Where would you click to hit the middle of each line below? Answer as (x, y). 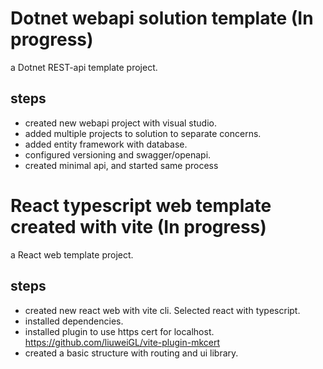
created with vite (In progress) (138, 226)
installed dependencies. (74, 321)
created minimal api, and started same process (121, 165)
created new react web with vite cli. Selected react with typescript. (162, 310)
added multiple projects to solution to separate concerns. (143, 133)
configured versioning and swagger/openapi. (118, 154)
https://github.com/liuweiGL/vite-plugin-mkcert (122, 342)
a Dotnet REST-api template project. (84, 67)
